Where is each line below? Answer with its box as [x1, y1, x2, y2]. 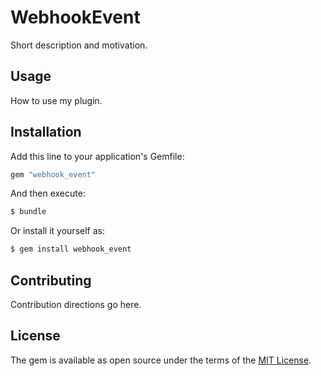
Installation [10, 124, 82, 141]
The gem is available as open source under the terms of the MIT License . [10, 354, 312, 366]
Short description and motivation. [10, 39, 148, 51]
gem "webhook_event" [10, 169, 97, 180]
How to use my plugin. [10, 94, 103, 106]
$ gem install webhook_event [10, 244, 132, 255]
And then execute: [10, 187, 86, 200]
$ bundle [10, 207, 47, 217]
